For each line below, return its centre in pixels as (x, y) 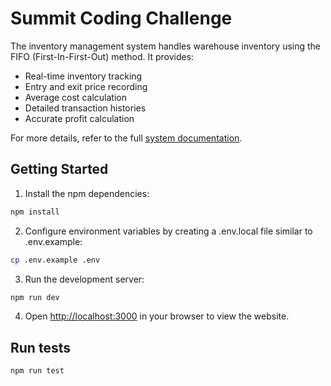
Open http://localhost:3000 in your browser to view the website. (157, 316)
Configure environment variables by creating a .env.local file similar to (168, 231)
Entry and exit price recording (86, 86)
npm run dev (35, 297)
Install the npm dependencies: (87, 193)
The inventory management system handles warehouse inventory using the (166, 46)
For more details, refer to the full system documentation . (126, 138)
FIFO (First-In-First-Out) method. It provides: (102, 56)
